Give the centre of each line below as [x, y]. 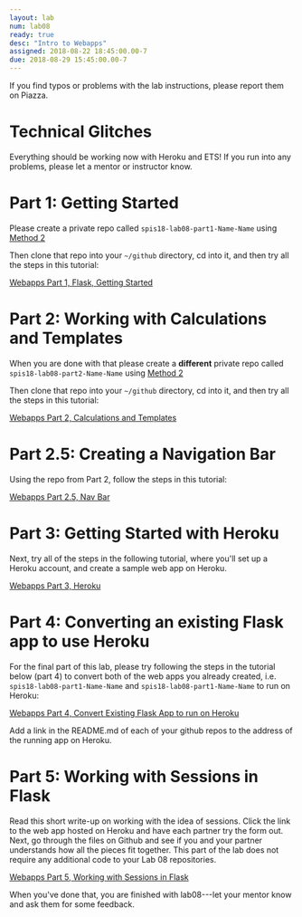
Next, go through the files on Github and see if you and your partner [136, 840]
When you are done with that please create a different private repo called [146, 363]
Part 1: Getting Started [94, 203]
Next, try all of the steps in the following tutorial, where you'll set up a [139, 559]
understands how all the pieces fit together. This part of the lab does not [144, 850]
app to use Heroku [80, 641]
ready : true [32, 34]
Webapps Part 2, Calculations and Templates [93, 417]
